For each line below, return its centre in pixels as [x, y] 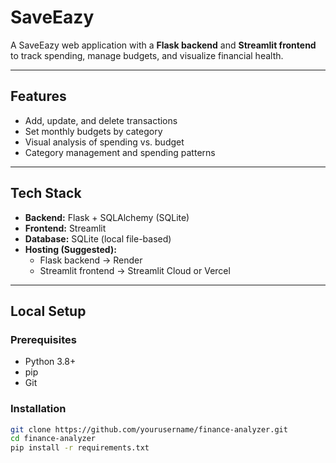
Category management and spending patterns [120, 152]
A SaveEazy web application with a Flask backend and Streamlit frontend [163, 45]
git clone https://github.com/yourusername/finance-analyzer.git [149, 429]
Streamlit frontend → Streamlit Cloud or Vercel [135, 270]
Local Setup [48, 311]
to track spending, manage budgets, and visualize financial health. [147, 55]
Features [38, 96]
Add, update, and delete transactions [101, 120]
